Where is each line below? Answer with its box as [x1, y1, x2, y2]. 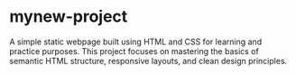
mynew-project [9, 6, 128, 27]
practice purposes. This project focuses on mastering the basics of [9, 45, 259, 56]
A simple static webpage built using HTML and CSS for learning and [9, 36, 263, 47]
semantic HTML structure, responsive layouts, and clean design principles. [9, 55, 288, 66]
